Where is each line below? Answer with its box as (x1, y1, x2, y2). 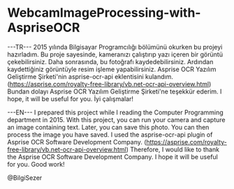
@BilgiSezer (7, 173, 43, 182)
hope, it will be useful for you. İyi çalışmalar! (7, 94, 134, 103)
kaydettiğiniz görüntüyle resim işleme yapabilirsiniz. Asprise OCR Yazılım (7, 65, 217, 73)
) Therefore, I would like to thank (126, 145, 220, 153)
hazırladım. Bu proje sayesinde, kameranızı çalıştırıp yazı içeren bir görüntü (7, 50, 224, 59)
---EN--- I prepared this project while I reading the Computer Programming (7, 108, 224, 116)
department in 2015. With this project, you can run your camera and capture (7, 115, 226, 123)
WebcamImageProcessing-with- (7, 5, 201, 21)
